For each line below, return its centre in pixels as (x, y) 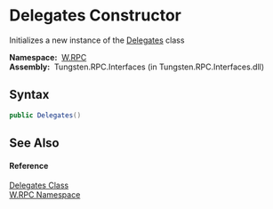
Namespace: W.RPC (48, 57)
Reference (29, 165)
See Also (34, 143)
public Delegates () (45, 115)
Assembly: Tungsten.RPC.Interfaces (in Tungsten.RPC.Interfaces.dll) (137, 67)
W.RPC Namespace (45, 195)
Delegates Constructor (96, 16)
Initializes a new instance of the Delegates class (97, 40)
